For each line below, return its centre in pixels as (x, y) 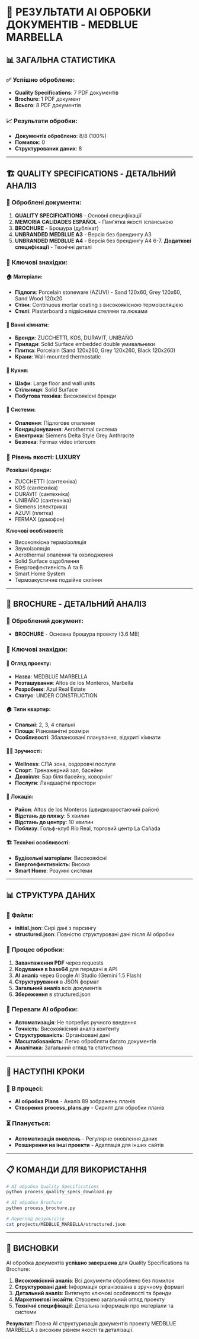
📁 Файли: (20, 915)
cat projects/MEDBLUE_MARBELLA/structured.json (66, 1224)
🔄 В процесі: (25, 1088)
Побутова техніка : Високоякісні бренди (65, 396)
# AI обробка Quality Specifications (53, 1186)
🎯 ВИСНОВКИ (33, 1249)
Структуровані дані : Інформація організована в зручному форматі (99, 1287)
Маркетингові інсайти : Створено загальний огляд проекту (90, 1299)
